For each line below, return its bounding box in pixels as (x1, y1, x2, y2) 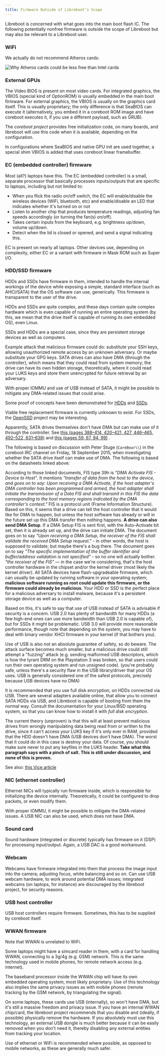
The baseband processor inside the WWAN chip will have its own (5, 974, 138, 980)
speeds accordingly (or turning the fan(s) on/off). (12, 213, 112, 220)
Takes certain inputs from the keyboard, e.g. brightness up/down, (12, 219, 146, 225)
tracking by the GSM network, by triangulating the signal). (5, 989, 123, 996)
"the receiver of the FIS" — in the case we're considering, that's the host (5, 559, 153, 565)
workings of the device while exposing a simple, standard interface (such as (5, 284, 160, 290)
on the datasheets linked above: (5, 460, 70, 466)
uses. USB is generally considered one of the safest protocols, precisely (5, 673, 152, 678)
